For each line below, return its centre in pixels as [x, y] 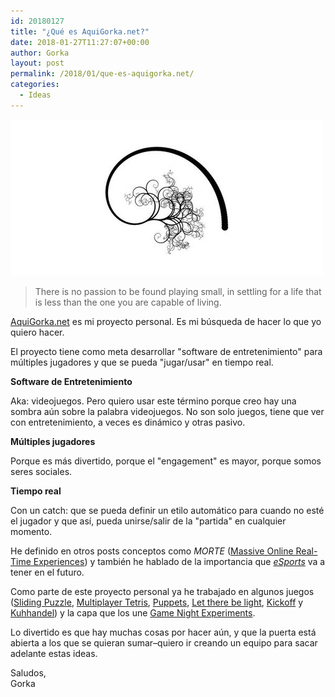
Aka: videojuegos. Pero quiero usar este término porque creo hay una [153, 401]
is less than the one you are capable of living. [128, 302]
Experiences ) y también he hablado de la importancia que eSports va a [179, 561]
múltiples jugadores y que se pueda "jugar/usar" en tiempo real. [142, 362]
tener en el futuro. [47, 572]
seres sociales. [41, 471]
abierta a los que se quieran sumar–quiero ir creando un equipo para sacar [164, 642]
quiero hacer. [37, 332]
